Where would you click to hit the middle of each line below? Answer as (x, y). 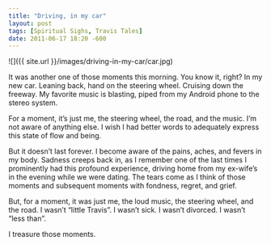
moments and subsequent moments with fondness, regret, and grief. (123, 186)
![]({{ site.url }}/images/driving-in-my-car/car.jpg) (91, 61)
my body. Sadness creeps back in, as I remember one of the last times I (127, 160)
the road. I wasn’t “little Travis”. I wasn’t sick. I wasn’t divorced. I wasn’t (127, 210)
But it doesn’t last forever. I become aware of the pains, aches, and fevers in (135, 151)
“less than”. (27, 218)
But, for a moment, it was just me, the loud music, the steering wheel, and (131, 201)
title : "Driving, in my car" (57, 16)
